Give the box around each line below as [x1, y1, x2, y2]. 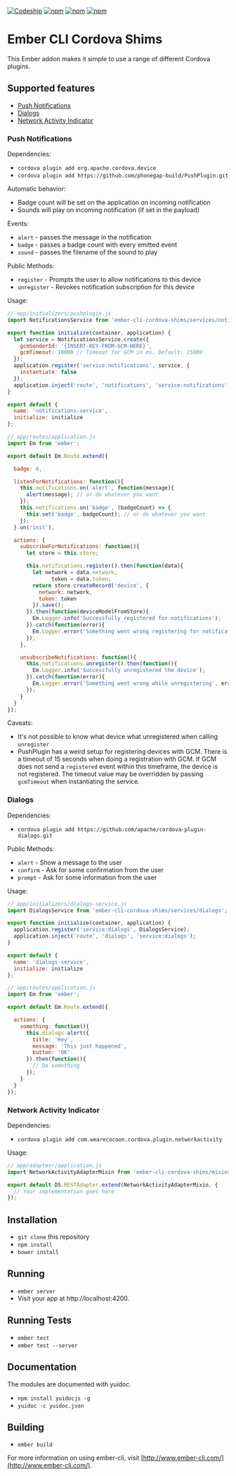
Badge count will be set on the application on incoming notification [17, 198, 211, 207]
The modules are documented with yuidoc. [7, 1379, 132, 1388]
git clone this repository [17, 1233, 90, 1241]
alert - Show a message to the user [17, 858, 123, 867]
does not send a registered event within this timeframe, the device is [17, 762, 218, 771]
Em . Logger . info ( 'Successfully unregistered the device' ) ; [32, 666, 206, 674]
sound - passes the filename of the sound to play [17, 248, 158, 256]
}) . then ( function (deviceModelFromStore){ [25, 608, 150, 616]
